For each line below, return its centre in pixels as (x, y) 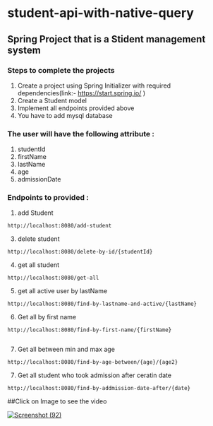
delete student (38, 239)
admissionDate (39, 179)
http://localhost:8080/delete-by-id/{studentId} (80, 252)
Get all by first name (47, 317)
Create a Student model (52, 100)
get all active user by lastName (62, 291)
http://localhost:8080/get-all (53, 278)
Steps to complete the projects (61, 70)
